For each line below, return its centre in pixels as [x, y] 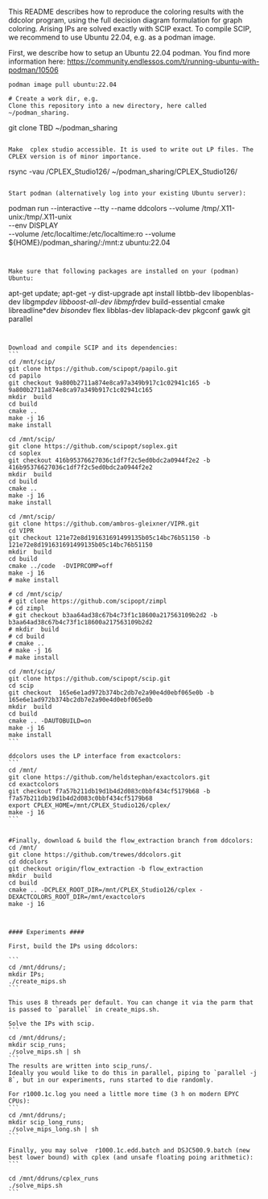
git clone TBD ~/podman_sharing [63, 128]
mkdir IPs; [27, 974]
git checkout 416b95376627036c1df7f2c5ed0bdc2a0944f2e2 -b [109, 460]
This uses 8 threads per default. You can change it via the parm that [131, 1003]
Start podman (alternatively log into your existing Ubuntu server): [128, 193]
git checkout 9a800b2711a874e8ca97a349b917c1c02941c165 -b [109, 383]
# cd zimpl [27, 608]
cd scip [21, 686]
